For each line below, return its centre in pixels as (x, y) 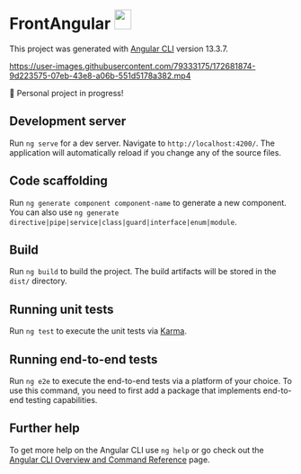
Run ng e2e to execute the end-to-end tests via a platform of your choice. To (151, 381)
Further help (45, 429)
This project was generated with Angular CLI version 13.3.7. (119, 49)
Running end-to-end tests (84, 359)
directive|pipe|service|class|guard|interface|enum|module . (123, 221)
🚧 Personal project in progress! (66, 93)
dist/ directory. (38, 281)
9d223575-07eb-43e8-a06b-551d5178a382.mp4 (100, 76)
